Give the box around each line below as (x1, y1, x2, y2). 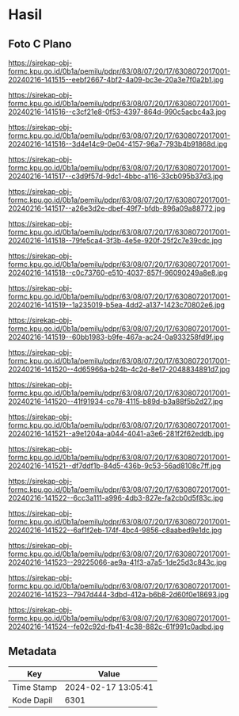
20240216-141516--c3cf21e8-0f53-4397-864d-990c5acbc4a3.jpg (8, 107, 226, 116)
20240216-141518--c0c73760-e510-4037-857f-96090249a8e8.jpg (8, 268, 228, 277)
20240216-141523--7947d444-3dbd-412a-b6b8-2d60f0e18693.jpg (8, 590, 230, 599)
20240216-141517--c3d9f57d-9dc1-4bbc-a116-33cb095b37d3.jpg (8, 172, 224, 181)
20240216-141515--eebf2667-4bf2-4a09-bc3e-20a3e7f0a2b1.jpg (8, 75, 224, 84)
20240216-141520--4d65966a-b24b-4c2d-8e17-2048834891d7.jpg (8, 364, 230, 374)
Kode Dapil (12, 695, 53, 706)
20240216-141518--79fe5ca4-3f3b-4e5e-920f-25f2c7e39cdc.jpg (8, 236, 223, 245)
